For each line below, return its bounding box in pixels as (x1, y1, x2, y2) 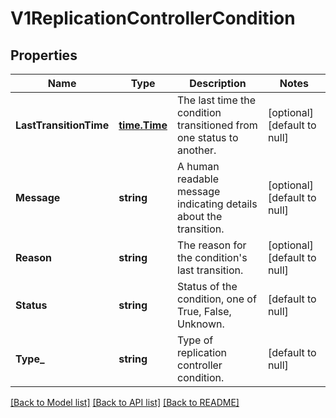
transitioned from (177, 118, 258, 132)
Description (189, 77, 247, 90)
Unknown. (177, 317, 225, 331)
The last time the (177, 93, 257, 107)
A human (177, 160, 220, 173)
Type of (177, 333, 214, 347)
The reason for (177, 238, 247, 252)
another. (177, 143, 217, 157)
